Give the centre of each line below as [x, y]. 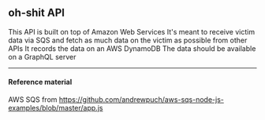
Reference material [40, 82]
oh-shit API [37, 13]
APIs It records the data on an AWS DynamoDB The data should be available [132, 48]
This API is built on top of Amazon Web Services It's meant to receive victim [131, 31]
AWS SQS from [33, 100]
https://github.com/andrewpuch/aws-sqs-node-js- [142, 100]
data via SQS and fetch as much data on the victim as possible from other [128, 40]
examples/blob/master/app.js [56, 108]
